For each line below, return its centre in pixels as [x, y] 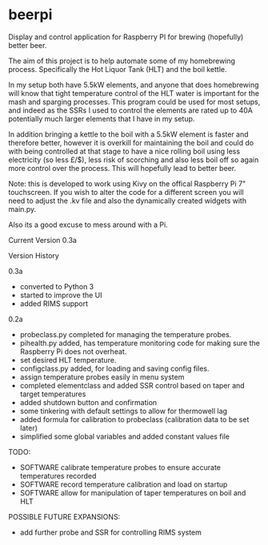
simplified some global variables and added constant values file [125, 436]
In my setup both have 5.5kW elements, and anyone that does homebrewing [134, 85]
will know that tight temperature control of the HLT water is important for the [134, 93]
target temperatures [53, 394]
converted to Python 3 [57, 286]
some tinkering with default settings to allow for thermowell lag [124, 411]
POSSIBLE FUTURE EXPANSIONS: [64, 516]
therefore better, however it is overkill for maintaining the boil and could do [131, 142]
